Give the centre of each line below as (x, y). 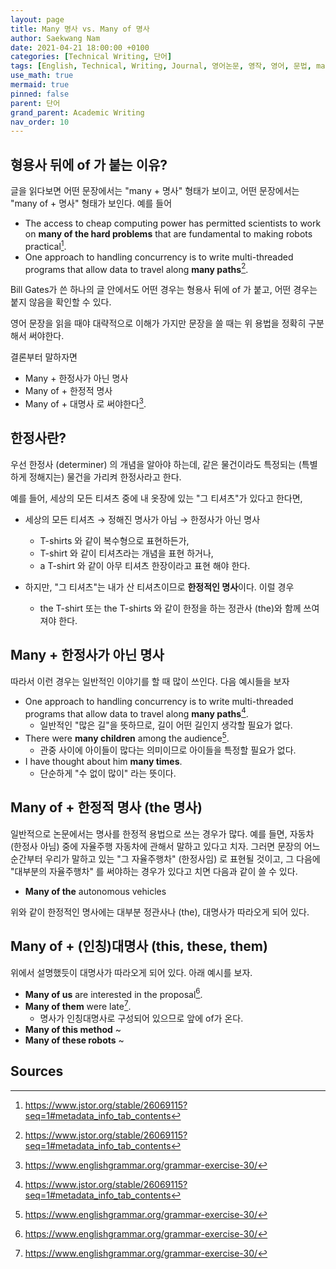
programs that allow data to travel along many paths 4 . (136, 713)
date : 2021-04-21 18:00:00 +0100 (80, 47)
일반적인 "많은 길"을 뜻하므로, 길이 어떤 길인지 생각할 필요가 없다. (166, 725)
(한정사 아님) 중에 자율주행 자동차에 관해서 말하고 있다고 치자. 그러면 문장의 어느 (165, 846)
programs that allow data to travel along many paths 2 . (136, 268)
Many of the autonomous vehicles (95, 891)
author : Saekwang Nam (55, 38)
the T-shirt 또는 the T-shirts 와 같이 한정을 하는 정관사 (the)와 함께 (170, 608)
